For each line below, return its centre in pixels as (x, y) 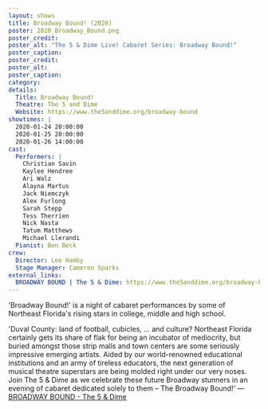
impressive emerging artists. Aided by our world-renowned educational (125, 355)
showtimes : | (30, 120)
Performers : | (39, 156)
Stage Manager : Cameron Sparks (67, 268)
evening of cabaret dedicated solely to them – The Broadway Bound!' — (126, 388)
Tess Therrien (46, 216)
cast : (17, 149)
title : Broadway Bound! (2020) (60, 23)
